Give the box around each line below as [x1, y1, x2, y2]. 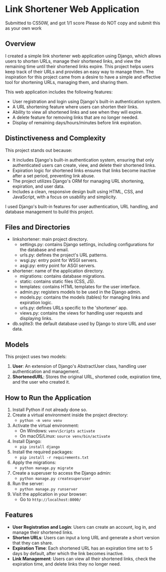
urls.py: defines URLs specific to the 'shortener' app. [19, 305, 128, 311]
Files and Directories [5, 223, 70, 232]
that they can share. [12, 540, 54, 546]
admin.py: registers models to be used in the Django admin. [19, 289, 142, 295]
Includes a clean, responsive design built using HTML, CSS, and [12, 188, 143, 194]
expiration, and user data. [12, 183, 65, 189]
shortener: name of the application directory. [12, 268, 104, 274]
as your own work [5, 25, 42, 31]
